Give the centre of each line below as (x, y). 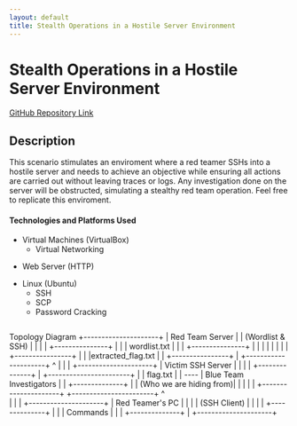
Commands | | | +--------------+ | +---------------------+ (172, 413)
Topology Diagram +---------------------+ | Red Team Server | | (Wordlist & (147, 337)
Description (42, 141)
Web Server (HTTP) (58, 266)
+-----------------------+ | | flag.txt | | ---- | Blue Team (144, 375)
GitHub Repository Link (51, 113)
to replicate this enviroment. (60, 200)
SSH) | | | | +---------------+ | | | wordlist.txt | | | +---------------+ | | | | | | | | (149, 346)
